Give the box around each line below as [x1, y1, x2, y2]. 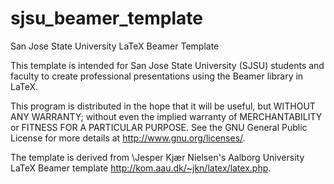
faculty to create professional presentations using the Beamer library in [10, 70, 304, 82]
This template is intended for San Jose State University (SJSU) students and [10, 59, 325, 71]
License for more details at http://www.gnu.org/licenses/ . [10, 132, 246, 144]
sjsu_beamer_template [10, 7, 203, 30]
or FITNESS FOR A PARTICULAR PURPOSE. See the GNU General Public [10, 121, 308, 133]
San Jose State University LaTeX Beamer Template [10, 40, 220, 52]
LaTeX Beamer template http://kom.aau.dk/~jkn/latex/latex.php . [10, 162, 272, 174]
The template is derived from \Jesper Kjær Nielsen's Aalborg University [10, 151, 305, 163]
